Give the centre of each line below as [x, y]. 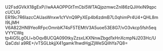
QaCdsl [13, 43]
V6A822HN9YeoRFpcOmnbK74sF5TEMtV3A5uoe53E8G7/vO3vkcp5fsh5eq [81, 28]
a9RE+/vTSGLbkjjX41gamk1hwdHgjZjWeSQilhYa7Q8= [74, 43]
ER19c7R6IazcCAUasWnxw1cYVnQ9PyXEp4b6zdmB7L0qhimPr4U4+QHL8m [82, 17]
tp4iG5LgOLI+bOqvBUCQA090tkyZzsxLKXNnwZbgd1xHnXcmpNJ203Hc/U [81, 38]
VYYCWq [14, 33]
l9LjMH [12, 22]
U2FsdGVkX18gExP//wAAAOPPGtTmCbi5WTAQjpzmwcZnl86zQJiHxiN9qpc [81, 7]
